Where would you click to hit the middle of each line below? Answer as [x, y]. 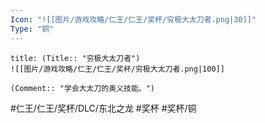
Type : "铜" [32, 29]
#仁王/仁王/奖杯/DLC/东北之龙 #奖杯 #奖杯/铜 [103, 108]
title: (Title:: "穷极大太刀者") [75, 58]
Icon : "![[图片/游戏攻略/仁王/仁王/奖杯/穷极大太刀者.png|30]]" [133, 19]
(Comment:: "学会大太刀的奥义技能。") [83, 88]
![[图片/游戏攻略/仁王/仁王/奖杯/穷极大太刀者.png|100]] [117, 69]
